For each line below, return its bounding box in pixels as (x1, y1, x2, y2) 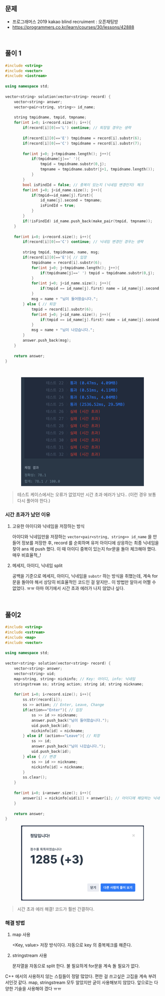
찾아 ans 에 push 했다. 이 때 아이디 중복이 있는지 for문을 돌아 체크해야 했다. (12, 546, 157, 552)
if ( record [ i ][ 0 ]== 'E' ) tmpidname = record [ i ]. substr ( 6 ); (23, 136, 142, 141)
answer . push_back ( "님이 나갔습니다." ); (31, 744, 106, 749)
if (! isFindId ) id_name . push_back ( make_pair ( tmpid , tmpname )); (23, 218, 153, 224)
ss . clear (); (23, 775, 48, 780)
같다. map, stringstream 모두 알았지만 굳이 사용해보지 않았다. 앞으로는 (18, 979, 153, 985)
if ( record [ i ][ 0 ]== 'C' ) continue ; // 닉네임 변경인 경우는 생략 (23, 239, 143, 244)
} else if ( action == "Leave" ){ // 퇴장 (23, 733, 100, 738)
